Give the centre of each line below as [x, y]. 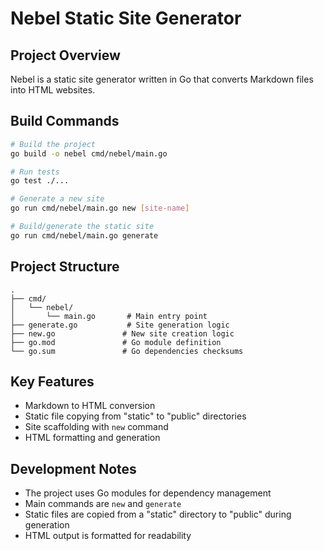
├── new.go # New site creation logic [122, 333]
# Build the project [53, 144]
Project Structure [65, 267]
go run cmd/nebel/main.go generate [84, 235]
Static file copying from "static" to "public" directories [135, 416]
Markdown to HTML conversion [90, 406]
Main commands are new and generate [103, 504]
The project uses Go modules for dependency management [148, 493]
